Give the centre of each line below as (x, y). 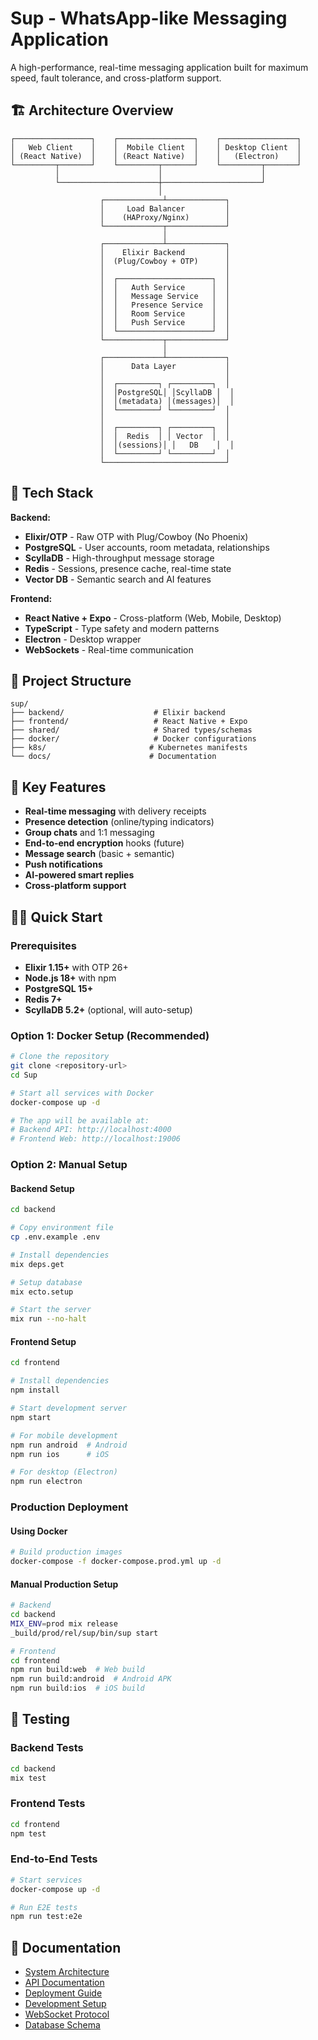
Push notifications (63, 864)
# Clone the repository (60, 1057)
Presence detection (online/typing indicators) (119, 822)
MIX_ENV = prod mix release (64, 1623)
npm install (35, 1390)
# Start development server (69, 1408)
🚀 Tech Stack (52, 493)
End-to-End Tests (54, 1859)
